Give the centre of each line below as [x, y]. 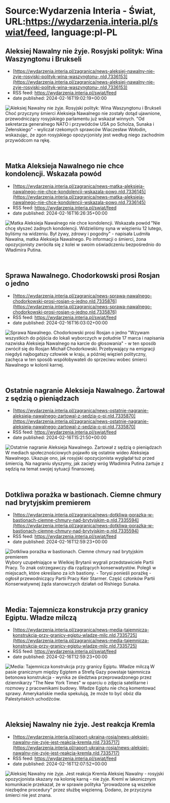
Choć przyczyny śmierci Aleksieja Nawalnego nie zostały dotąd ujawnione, [83, 113]
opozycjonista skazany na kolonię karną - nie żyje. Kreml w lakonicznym [80, 779]
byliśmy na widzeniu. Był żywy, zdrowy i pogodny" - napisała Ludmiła [78, 234]
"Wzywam [139, 333]
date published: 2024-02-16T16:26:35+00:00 [60, 213]
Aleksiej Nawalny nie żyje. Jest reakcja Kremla [80, 725]
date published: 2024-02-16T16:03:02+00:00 [60, 322]
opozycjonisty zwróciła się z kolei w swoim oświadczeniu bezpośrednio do [83, 244]
